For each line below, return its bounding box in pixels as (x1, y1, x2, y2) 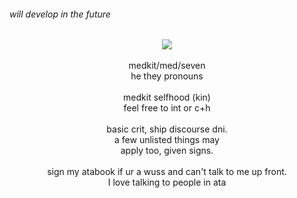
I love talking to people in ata (107, 176, 227, 189)
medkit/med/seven (128, 60, 206, 72)
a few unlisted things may (114, 134, 220, 146)
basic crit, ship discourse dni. (106, 123, 228, 135)
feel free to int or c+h (123, 102, 211, 114)
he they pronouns (130, 70, 204, 82)
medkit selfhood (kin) (123, 91, 211, 104)
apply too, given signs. (120, 145, 214, 157)
